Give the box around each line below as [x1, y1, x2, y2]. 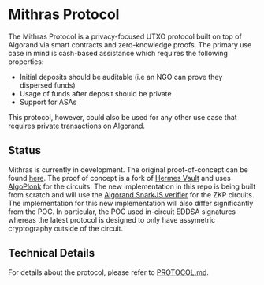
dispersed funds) [19, 81, 76, 90]
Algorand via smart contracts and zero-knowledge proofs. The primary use [8, 39, 252, 49]
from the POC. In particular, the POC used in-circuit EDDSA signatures [8, 207, 236, 216]
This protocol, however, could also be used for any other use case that [8, 112, 238, 122]
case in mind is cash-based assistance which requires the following [8, 48, 229, 58]
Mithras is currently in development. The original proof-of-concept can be [8, 164, 248, 174]
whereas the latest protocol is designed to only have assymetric [8, 215, 216, 224]
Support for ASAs [19, 97, 77, 107]
